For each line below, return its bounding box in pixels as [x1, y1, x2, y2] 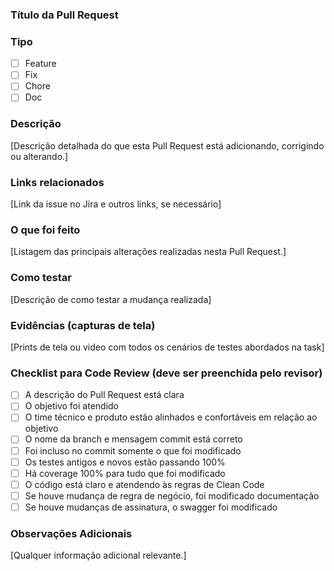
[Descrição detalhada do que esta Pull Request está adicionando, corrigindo [10, 139, 325, 152]
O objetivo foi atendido [24, 400, 120, 412]
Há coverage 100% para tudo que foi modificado [24, 467, 226, 479]
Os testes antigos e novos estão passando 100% [24, 456, 226, 468]
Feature [24, 58, 57, 70]
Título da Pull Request [10, 8, 119, 22]
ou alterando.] [10, 150, 69, 162]
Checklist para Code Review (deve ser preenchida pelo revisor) [10, 366, 323, 380]
